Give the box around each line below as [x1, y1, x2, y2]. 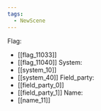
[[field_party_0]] [17, 80, 65, 89]
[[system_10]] [17, 65, 57, 74]
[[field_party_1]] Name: [17, 88, 83, 97]
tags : [7, 10, 23, 18]
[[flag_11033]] [17, 51, 57, 59]
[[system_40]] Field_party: [17, 73, 95, 82]
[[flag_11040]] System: [17, 58, 83, 66]
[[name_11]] [17, 95, 51, 104]
